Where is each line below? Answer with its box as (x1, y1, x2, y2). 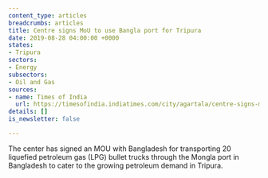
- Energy (8, 64, 37, 72)
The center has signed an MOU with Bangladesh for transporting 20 (8, 144, 231, 153)
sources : (8, 85, 37, 94)
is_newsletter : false (8, 115, 81, 123)
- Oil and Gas (8, 78, 56, 86)
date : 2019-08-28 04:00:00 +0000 (8, 33, 120, 42)
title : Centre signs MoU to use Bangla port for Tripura (8, 26, 202, 34)
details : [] (8, 108, 48, 116)
